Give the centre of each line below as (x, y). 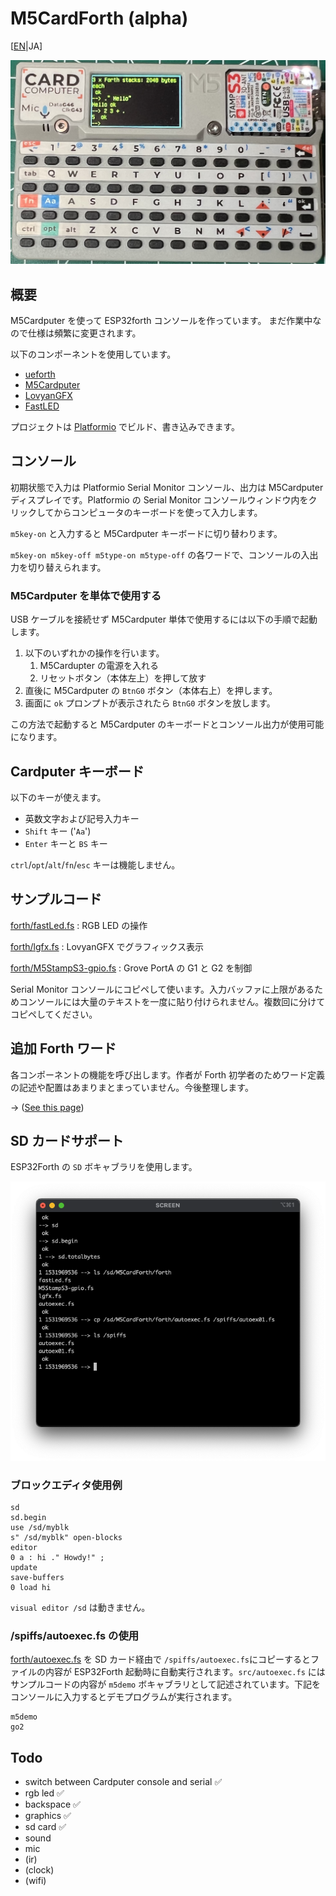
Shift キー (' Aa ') (58, 831)
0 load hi (31, 1588)
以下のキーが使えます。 (58, 797)
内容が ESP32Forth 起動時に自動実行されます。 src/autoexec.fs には (185, 1672)
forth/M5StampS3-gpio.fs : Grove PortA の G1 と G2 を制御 (131, 968)
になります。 (36, 737)
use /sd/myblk (40, 1528)
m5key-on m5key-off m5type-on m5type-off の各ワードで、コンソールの (156, 554)
